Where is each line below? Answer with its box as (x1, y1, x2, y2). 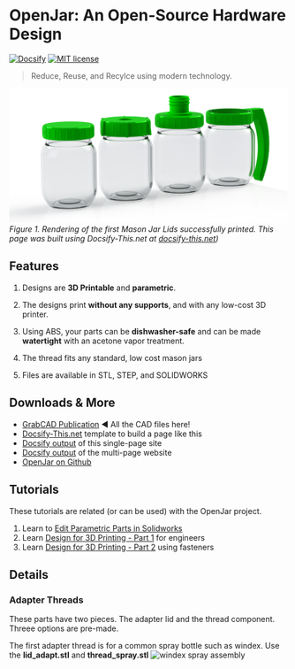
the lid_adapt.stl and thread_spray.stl (9, 650, 149, 660)
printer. (21, 309, 49, 319)
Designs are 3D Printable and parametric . (21, 282, 177, 293)
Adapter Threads (9, 594, 84, 606)
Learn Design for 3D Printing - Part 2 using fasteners (21, 542, 215, 552)
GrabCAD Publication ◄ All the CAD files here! (21, 419, 191, 429)
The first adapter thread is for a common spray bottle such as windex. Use (9, 641, 280, 651)
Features (9, 258, 59, 274)
